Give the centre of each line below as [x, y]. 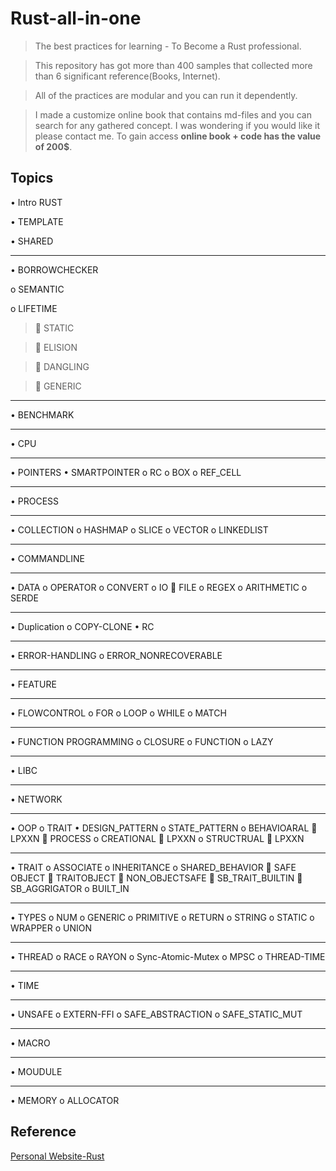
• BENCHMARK [42, 414]
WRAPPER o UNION [51, 928]
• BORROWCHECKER [54, 269]
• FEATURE [33, 684]
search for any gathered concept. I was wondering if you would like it [177, 125]
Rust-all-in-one [76, 18]
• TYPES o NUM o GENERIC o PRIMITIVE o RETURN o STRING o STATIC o [162, 917]
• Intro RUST [36, 202]
